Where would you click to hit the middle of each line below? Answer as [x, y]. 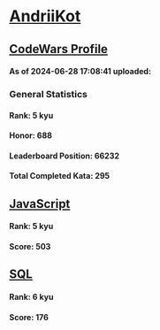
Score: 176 [29, 317]
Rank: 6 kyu [31, 297]
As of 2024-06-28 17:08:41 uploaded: [80, 72]
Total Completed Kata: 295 [60, 176]
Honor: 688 [31, 135]
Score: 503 [30, 247]
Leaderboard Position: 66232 [65, 156]
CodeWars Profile [59, 49]
